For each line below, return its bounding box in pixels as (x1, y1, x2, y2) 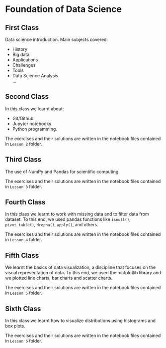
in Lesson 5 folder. (5, 290, 42, 296)
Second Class (5, 92, 49, 101)
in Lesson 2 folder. (5, 141, 42, 147)
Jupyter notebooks (12, 121, 51, 127)
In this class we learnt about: (5, 106, 64, 112)
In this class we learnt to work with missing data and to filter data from (5, 211, 149, 217)
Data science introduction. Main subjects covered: (5, 36, 108, 42)
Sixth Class (5, 304, 41, 313)
